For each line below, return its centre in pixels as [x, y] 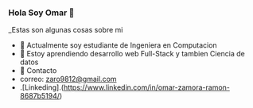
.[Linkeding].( [42, 87]
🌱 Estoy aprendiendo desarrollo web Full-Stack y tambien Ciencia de [132, 54]
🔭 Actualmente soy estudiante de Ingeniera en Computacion [118, 45]
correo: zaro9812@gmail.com [68, 79]
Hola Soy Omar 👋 [41, 13]
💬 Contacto [38, 71]
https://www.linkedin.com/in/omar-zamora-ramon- [147, 87]
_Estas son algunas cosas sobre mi [66, 30]
